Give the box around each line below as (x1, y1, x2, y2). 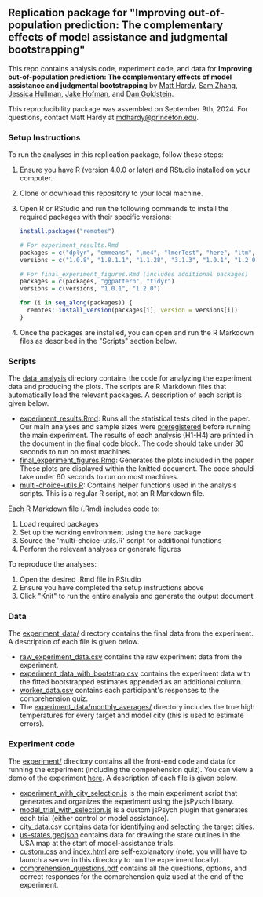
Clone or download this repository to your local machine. (19, 188, 203, 199)
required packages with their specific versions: (19, 212, 172, 222)
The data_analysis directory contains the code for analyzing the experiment (8, 374, 253, 383)
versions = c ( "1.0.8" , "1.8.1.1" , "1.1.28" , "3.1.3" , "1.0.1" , (19, 256, 232, 264)
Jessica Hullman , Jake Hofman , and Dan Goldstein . (8, 89, 174, 98)
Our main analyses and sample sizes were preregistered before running (19, 422, 251, 432)
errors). (19, 719, 45, 728)
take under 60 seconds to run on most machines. (19, 472, 179, 482)
